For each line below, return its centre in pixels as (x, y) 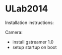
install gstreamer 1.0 (33, 42)
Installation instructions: (30, 22)
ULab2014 (27, 9)
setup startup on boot (34, 47)
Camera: (14, 32)
